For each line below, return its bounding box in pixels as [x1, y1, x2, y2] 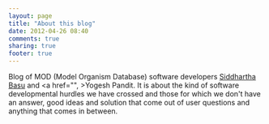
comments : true [8, 34, 60, 43]
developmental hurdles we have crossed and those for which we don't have [8, 89, 262, 98]
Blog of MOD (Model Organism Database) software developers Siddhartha [8, 72, 257, 81]
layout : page [8, 11, 53, 20]
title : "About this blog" [8, 19, 96, 28]
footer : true [8, 49, 53, 58]
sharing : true [8, 42, 57, 50]
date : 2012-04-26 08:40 [8, 27, 89, 35]
